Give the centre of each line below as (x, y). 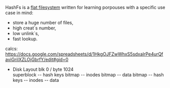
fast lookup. (25, 39)
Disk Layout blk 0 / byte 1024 (43, 69)
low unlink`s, (26, 33)
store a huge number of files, (43, 23)
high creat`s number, (34, 28)
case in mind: (19, 13)
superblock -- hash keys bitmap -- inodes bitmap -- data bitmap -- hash (88, 75)
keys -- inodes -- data (36, 80)
